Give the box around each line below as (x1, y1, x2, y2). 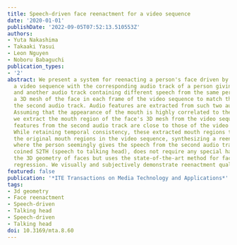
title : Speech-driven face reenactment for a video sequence (7, 10, 191, 18)
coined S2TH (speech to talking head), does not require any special (13, 148, 222, 155)
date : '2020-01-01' (7, 17, 65, 24)
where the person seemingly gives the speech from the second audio (13, 142, 219, 149)
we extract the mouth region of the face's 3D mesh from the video (13, 115, 217, 122)
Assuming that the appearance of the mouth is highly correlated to (13, 109, 219, 116)
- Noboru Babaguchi (7, 56, 65, 64)
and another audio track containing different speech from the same (13, 89, 219, 96)
